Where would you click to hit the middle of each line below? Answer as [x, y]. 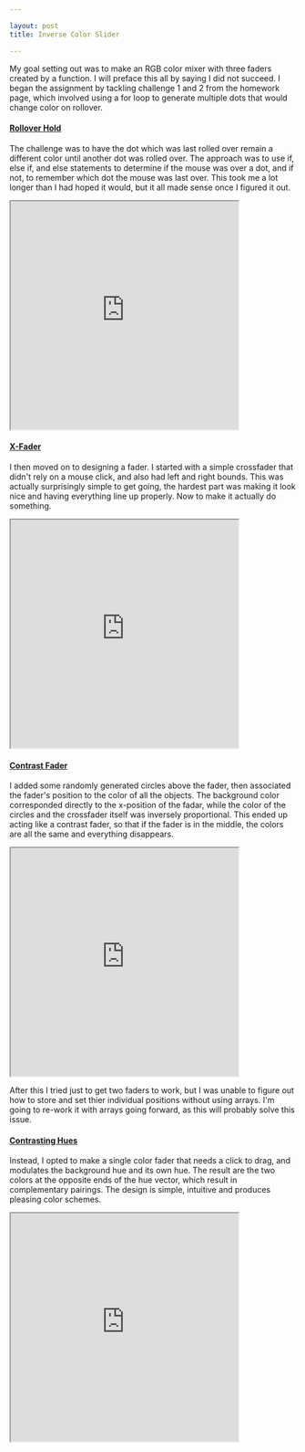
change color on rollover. [56, 107]
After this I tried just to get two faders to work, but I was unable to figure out [152, 1090]
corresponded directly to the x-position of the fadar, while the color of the [148, 805]
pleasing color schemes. [56, 1199]
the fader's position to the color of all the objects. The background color [145, 795]
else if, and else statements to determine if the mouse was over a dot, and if [152, 168]
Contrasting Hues [44, 1140]
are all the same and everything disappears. [92, 834]
